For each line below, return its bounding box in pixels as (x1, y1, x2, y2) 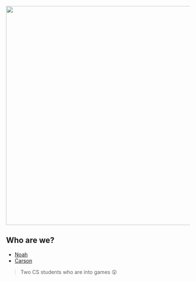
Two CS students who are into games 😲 (20, 268, 117, 275)
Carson (14, 257, 33, 264)
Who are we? (6, 235, 55, 245)
